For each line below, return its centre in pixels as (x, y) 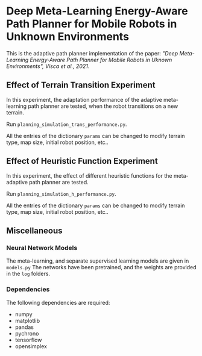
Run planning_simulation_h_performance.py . (61, 193)
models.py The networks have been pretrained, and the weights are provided (101, 267)
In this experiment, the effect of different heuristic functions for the (89, 175)
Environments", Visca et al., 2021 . (48, 66)
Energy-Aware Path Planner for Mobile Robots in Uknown (101, 60)
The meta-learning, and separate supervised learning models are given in (98, 261)
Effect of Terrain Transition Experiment (81, 85)
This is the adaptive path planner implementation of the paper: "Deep (92, 53)
